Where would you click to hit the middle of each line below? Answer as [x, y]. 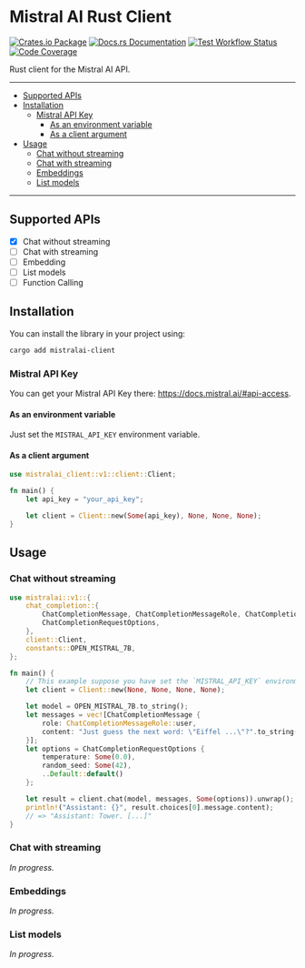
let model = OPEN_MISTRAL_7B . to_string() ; [107, 707]
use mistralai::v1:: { [50, 598]
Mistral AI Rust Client [91, 17]
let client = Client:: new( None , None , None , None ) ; [125, 690]
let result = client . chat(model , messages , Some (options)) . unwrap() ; [160, 799]
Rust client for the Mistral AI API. [70, 69]
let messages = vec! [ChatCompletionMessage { [113, 715]
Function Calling [53, 282]
